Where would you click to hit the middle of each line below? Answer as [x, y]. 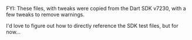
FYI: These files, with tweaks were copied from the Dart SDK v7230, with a [96, 8]
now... [13, 32]
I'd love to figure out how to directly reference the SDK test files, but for [92, 26]
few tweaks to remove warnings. [45, 14]
